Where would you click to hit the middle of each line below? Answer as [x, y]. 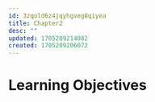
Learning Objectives [77, 86]
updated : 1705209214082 [48, 38]
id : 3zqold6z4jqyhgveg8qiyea [57, 16]
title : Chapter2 [36, 23]
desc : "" [23, 31]
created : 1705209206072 [48, 46]
